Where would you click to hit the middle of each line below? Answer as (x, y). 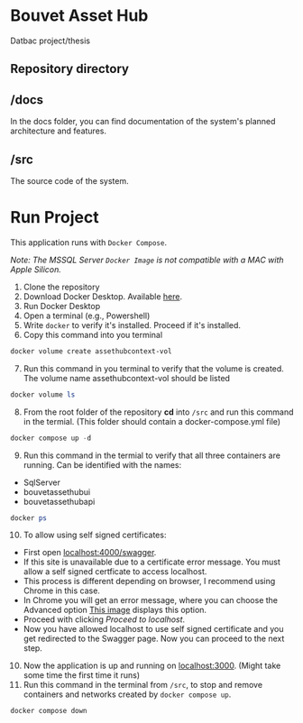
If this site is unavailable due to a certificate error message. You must (151, 562)
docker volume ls (43, 394)
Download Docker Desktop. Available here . (103, 296)
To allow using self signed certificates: (95, 535)
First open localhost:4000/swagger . (90, 553)
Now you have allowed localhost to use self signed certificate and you (153, 629)
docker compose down (49, 711)
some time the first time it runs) (82, 675)
